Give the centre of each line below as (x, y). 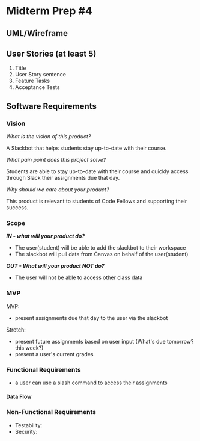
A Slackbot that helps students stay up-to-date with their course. (86, 148)
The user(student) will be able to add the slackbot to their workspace (100, 248)
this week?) (29, 348)
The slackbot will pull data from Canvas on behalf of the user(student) (102, 254)
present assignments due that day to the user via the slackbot (91, 318)
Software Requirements (52, 106)
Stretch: (16, 330)
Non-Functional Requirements (51, 412)
